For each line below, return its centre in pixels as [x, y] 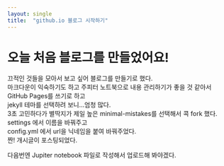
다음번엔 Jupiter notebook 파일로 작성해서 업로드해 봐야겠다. [92, 155]
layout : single [30, 14]
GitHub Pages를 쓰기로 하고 [46, 96]
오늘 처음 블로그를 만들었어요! [88, 58]
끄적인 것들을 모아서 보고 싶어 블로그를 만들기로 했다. [80, 78]
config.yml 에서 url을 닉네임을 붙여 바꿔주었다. [72, 131]
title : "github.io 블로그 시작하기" [58, 20]
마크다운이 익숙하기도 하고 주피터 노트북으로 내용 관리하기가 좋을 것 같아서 [110, 87]
